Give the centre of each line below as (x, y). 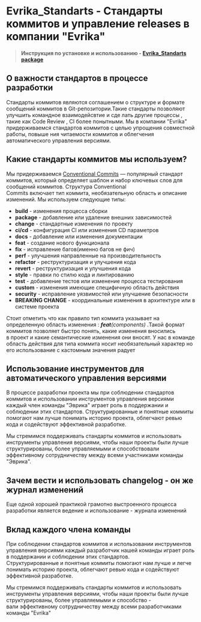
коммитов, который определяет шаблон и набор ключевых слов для (94, 180)
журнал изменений (45, 490)
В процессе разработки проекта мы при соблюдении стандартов (90, 393)
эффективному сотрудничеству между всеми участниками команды (95, 455)
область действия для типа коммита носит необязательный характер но (100, 344)
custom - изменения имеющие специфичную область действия (97, 287)
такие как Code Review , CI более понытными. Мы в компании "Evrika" (97, 121)
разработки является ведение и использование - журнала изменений (97, 510)
